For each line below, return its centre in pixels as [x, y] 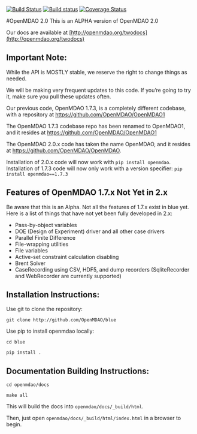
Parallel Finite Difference [45, 237]
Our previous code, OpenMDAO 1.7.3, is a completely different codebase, [96, 108]
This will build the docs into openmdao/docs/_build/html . [75, 406]
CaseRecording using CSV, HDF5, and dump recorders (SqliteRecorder [102, 269]
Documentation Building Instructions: [78, 371]
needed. [16, 79]
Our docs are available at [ [39, 32]
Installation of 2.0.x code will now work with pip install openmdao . [88, 162]
